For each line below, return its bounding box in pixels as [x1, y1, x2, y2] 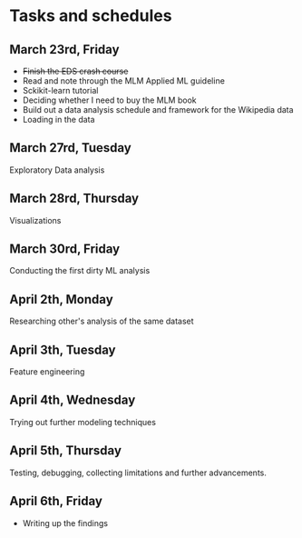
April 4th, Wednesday [9, 393, 136, 408]
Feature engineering [9, 366, 85, 377]
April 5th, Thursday [9, 443, 122, 459]
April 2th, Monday [9, 292, 113, 307]
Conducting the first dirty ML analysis [9, 265, 151, 276]
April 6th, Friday [9, 493, 102, 509]
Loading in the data [22, 115, 95, 125]
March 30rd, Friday [9, 242, 121, 257]
